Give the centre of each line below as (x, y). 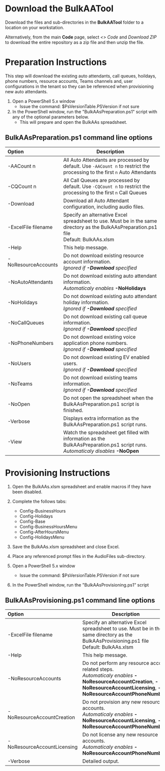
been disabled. (27, 492)
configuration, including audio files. (104, 207)
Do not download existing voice (99, 337)
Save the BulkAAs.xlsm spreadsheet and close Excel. (66, 547)
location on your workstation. (35, 27)
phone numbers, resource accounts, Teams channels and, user (69, 81)
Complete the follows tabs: (39, 501)
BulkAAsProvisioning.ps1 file (115, 641)
